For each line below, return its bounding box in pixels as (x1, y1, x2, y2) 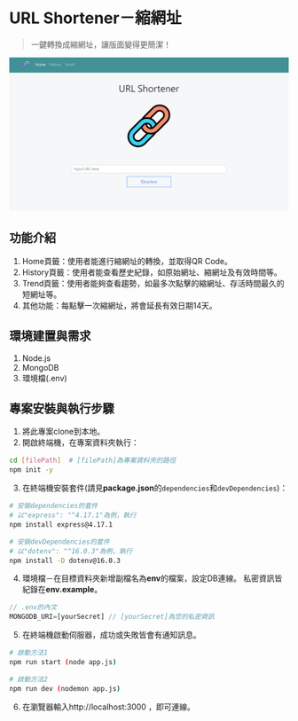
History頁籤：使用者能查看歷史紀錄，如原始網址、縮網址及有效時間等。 (21, 267, 282, 278)
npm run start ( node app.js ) (9, 658, 117, 667)
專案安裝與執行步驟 (9, 401, 114, 417)
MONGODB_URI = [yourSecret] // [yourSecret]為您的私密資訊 (9, 613, 215, 622)
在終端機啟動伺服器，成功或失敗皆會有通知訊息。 (21, 630, 201, 640)
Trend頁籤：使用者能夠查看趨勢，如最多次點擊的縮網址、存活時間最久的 (21, 278, 286, 288)
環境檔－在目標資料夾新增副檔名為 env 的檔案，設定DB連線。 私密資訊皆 (21, 573, 283, 584)
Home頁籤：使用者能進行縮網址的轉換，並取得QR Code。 (21, 255, 233, 266)
